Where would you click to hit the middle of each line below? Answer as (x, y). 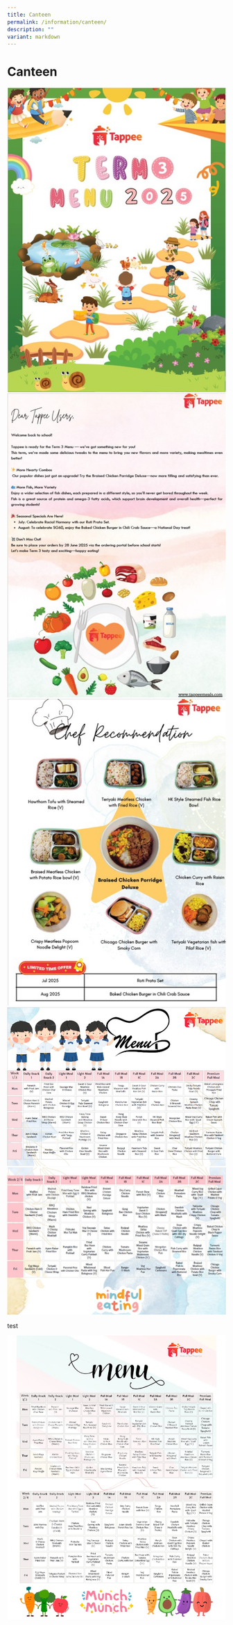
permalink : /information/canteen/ (57, 22)
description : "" (31, 29)
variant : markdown (34, 37)
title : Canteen (29, 15)
